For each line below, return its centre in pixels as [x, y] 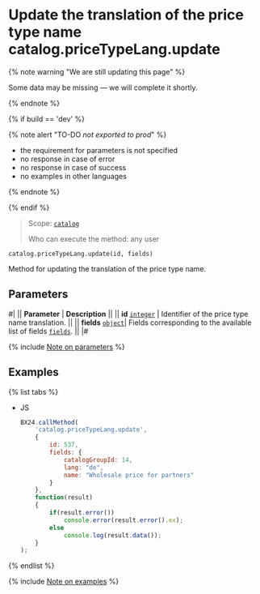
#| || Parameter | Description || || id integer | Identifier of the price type [128, 314]
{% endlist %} [31, 566]
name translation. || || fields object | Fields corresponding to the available [130, 323]
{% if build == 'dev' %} [46, 118]
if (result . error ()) [82, 513]
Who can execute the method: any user [94, 239]
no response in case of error [67, 159]
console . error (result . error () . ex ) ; [124, 520]
